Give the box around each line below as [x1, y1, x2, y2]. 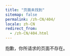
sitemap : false [5, 12, 38, 17]
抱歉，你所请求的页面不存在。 [5, 45, 67, 51]
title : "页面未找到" [5, 7, 45, 13]
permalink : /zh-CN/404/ [5, 17, 56, 22]
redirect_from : [5, 26, 38, 31]
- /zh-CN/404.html [10, 31, 49, 36]
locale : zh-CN [5, 21, 36, 27]
